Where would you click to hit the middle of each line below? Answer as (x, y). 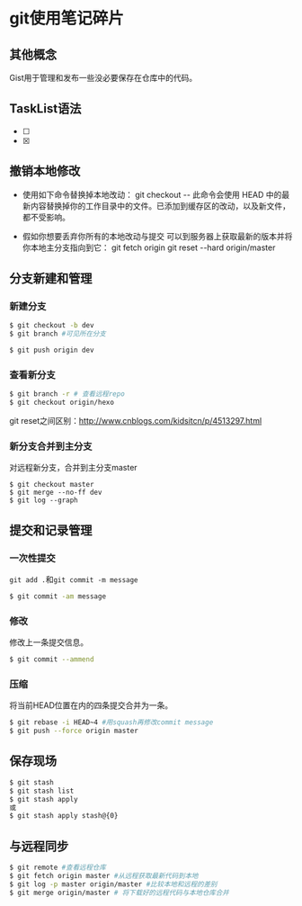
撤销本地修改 (45, 171)
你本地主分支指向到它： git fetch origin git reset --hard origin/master (149, 247)
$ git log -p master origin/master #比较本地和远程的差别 (113, 884)
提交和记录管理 (51, 530)
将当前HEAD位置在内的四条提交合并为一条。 (91, 705)
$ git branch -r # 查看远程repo (67, 394)
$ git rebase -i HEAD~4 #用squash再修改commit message (111, 722)
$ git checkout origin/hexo (62, 403)
